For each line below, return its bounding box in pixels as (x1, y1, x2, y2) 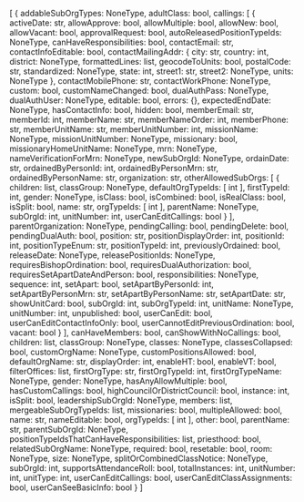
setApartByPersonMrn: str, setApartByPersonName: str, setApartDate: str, (9, 289, 286, 299)
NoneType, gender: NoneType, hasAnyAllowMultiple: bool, (9, 375, 228, 386)
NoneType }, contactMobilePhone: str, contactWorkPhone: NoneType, (9, 76, 271, 86)
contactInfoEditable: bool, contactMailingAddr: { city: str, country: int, (9, 46, 269, 57)
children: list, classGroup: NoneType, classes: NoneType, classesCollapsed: (9, 337, 293, 347)
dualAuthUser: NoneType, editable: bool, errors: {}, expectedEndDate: (9, 95, 271, 106)
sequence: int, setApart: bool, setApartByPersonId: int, (9, 279, 214, 290)
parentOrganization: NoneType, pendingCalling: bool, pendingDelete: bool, (9, 220, 289, 231)
